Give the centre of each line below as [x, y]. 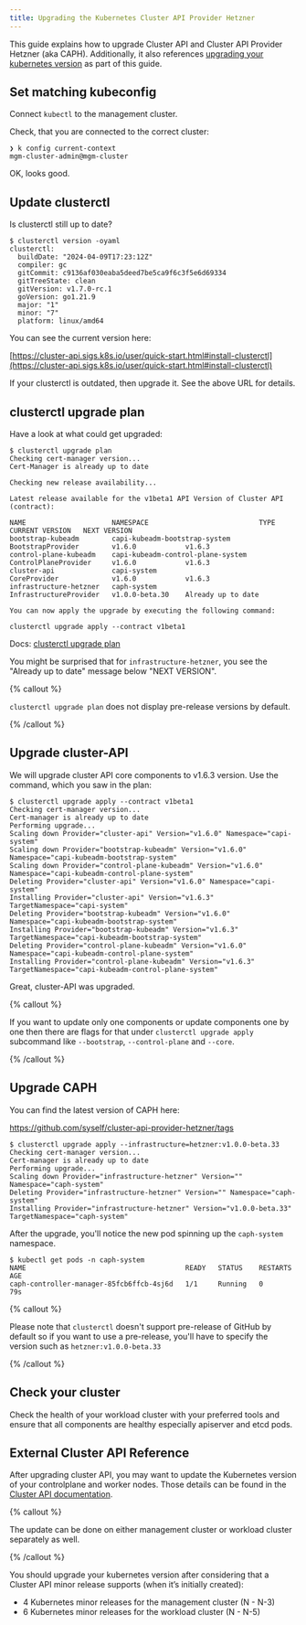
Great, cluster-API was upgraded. [72, 986]
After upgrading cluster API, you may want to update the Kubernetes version [153, 1475]
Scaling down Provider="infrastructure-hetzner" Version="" [127, 1176]
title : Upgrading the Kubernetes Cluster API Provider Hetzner [132, 18]
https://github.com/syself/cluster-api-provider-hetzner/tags [122, 1128]
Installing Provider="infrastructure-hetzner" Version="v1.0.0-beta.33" [151, 1208]
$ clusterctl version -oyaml [65, 241]
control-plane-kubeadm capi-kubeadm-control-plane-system [128, 555]
